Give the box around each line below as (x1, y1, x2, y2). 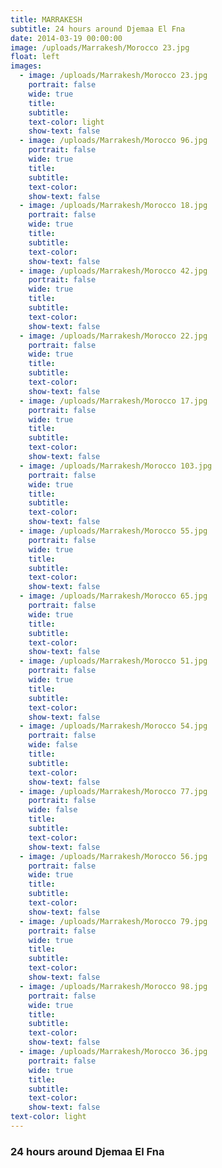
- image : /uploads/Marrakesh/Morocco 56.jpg (19, 851, 208, 861)
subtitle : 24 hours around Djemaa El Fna (10, 24, 186, 34)
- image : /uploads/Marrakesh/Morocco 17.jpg (19, 396, 208, 406)
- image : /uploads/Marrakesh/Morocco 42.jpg (19, 266, 208, 276)
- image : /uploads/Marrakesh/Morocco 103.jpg (19, 461, 213, 471)
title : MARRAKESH (10, 14, 83, 25)
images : (10, 61, 43, 71)
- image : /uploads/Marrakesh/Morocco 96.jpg (19, 136, 208, 146)
